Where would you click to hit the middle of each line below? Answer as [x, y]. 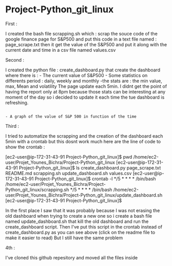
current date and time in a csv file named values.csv [61, 50]
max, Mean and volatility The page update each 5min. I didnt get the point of [86, 86]
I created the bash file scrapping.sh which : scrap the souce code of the [81, 33]
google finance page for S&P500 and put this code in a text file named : [81, 39]
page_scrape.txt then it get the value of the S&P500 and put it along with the [86, 44]
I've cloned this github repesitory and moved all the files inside [71, 257]
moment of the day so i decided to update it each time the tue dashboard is [85, 97]
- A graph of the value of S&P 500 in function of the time [71, 117]
